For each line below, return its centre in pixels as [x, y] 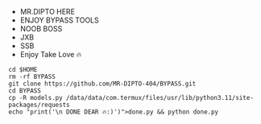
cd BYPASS [25, 91]
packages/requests [39, 105]
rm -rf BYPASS [32, 76]
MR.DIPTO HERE [47, 12]
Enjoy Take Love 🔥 [51, 54]
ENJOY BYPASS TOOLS [59, 20]
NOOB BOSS [41, 29]
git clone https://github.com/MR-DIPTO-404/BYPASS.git [102, 84]
